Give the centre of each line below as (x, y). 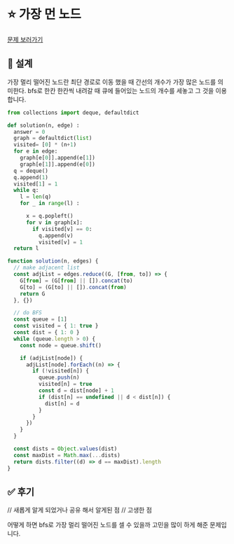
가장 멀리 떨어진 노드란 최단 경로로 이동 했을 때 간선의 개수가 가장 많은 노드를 (112, 82)
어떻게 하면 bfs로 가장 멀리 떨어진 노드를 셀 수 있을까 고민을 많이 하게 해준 (108, 525)
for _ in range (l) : (50, 204)
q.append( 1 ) (31, 177)
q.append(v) (56, 235)
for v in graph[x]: (54, 222)
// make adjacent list (47, 268)
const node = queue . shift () (61, 345)
